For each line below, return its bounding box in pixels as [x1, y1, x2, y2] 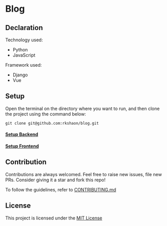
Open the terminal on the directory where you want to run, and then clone [5, 105, 160, 111]
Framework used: [5, 62, 42, 68]
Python [12, 47, 28, 52]
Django [12, 72, 28, 78]
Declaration [5, 23, 43, 32]
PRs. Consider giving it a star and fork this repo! [5, 177, 106, 183]
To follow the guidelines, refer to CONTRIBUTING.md [5, 186, 116, 192]
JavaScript [12, 52, 36, 58]
